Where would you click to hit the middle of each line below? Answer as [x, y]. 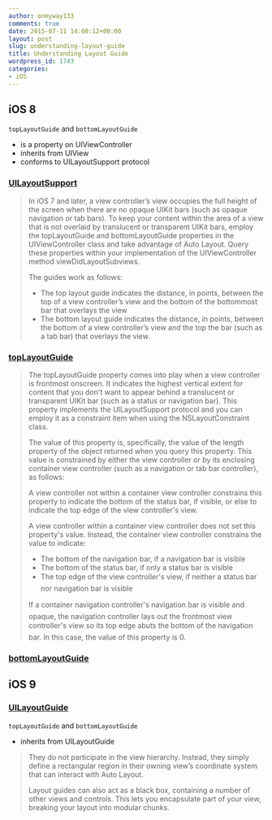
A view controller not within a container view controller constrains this [145, 493]
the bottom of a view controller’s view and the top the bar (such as [151, 327]
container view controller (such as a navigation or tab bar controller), [143, 469]
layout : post [30, 39]
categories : [28, 69]
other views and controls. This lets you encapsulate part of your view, [145, 799]
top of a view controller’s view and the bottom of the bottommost [149, 301]
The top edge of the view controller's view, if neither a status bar [149, 577]
